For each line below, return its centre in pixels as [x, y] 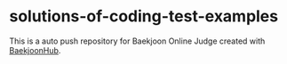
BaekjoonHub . [35, 50]
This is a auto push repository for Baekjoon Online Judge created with [137, 41]
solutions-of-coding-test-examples [143, 16]
